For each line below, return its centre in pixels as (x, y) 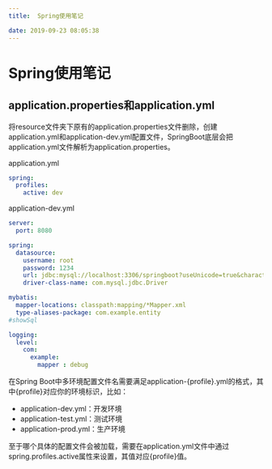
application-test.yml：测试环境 (71, 419)
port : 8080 (34, 231)
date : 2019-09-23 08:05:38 (54, 30)
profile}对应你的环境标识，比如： (73, 391)
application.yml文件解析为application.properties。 (92, 147)
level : (27, 342)
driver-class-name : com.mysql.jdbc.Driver (96, 283)
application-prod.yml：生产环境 (72, 429)
